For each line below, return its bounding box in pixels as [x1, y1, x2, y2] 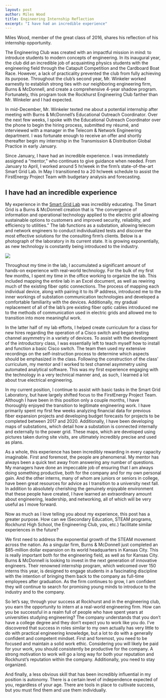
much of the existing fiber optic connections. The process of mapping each [5, 283, 160, 290]
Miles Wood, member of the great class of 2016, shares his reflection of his [5, 35, 159, 41]
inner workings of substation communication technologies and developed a [5, 294, 159, 300]
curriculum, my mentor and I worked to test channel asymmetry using [5, 361, 147, 367]
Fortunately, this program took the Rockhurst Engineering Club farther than [5, 92, 158, 98]
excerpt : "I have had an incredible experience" [5, 21, 108, 26]
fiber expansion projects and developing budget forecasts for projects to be [5, 413, 160, 419]
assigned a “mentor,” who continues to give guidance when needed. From [5, 158, 156, 164]
